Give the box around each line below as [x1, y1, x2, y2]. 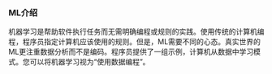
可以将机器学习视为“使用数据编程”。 [29, 57, 150, 67]
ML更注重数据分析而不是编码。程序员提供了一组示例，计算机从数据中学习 [8, 47, 254, 57]
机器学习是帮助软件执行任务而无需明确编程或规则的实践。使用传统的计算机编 [8, 27, 265, 37]
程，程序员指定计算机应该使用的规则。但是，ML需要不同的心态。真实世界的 [8, 37, 261, 47]
